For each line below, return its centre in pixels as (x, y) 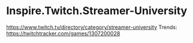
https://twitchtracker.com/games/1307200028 (63, 33)
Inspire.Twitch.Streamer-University (97, 11)
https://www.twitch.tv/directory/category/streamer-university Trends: (92, 27)
